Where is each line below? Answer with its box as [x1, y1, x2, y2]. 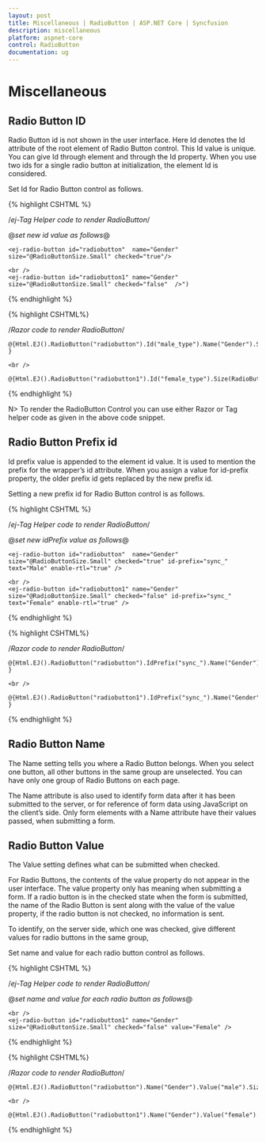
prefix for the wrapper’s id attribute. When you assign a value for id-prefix [8, 465, 249, 474]
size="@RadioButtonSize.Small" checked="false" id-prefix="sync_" [8, 592, 232, 600]
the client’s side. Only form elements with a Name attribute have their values [8, 807, 256, 817]
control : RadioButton [8, 41, 80, 49]
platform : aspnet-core [8, 33, 83, 42]
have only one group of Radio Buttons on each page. [8, 775, 180, 785]
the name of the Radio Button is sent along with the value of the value [8, 901, 235, 910]
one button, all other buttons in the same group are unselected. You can [8, 767, 243, 776]
